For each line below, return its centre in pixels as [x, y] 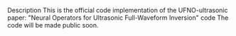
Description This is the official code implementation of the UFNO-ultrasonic [118, 10]
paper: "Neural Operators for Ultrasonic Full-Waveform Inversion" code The [118, 18]
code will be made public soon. [53, 25]
